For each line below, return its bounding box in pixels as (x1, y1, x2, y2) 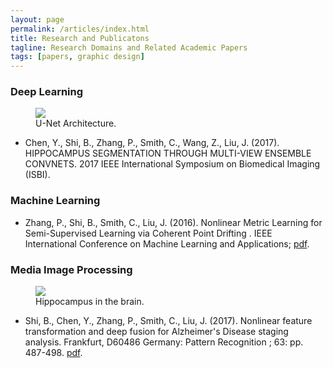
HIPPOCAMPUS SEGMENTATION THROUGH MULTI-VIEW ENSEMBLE (24, 147, 312, 160)
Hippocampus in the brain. (35, 296, 145, 308)
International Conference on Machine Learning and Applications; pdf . (24, 237, 310, 250)
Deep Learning (10, 85, 84, 99)
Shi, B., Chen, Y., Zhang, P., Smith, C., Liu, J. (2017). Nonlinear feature (24, 315, 313, 327)
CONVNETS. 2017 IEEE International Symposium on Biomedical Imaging (24, 158, 321, 170)
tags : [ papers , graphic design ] (10, 52, 145, 62)
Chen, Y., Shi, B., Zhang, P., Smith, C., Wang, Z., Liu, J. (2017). (24, 137, 280, 149)
